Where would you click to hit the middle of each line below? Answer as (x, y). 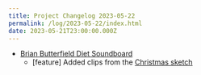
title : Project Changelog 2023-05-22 (72, 16)
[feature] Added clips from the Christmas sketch (112, 62)
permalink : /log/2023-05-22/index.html (75, 23)
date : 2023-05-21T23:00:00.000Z (63, 31)
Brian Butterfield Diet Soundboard (76, 54)
